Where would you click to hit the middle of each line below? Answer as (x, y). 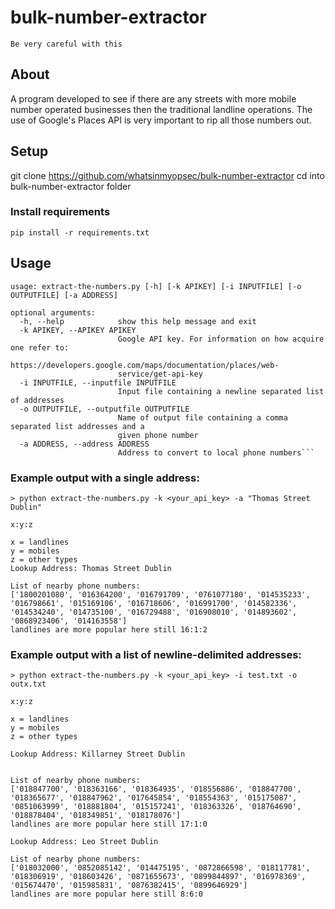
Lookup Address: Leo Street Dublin (84, 842)
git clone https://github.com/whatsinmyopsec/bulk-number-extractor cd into (167, 175)
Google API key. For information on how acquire (221, 339)
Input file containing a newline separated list (221, 391)
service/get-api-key (160, 374)
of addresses (37, 400)
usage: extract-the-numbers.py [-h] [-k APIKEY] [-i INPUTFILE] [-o (156, 286)
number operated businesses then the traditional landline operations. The (161, 109)
